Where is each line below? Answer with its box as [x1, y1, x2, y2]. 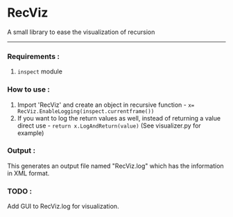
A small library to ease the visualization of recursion [7, 28, 155, 36]
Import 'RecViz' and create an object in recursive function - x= [17, 101, 195, 109]
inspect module [17, 67, 62, 76]
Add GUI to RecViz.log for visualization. [7, 202, 119, 211]
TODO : [7, 186, 33, 196]
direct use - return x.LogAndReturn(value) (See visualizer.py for [17, 121, 201, 130]
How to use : [7, 85, 50, 94]
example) [17, 128, 44, 137]
